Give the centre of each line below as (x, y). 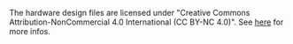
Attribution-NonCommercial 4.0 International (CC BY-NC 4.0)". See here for (146, 22)
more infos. (30, 31)
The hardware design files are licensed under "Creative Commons (130, 13)
